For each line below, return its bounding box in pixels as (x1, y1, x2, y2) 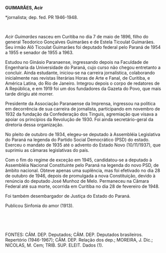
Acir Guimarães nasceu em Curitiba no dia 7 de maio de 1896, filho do (5, 34, 149, 39)
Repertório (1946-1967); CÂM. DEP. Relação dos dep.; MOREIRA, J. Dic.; (5, 237, 153, 243)
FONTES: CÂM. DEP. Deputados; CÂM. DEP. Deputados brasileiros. (5, 232, 143, 238)
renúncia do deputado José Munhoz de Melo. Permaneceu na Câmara (5, 178, 149, 184)
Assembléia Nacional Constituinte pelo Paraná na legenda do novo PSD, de (5, 162, 159, 168)
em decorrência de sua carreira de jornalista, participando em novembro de (5, 106, 161, 112)
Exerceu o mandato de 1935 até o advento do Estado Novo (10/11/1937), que (5, 142, 161, 148)
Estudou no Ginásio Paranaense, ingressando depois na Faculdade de (5, 59, 149, 65)
